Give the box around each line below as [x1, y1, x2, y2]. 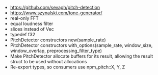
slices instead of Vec [10, 26, 55, 32]
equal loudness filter [10, 20, 54, 27]
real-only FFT [10, 15, 39, 21]
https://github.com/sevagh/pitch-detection [10, 5, 100, 10]
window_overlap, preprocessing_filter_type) [10, 48, 102, 54]
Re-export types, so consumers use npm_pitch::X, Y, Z [10, 64, 125, 70]
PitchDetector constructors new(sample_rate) [10, 37, 106, 43]
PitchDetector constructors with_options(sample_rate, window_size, [10, 42, 153, 48]
